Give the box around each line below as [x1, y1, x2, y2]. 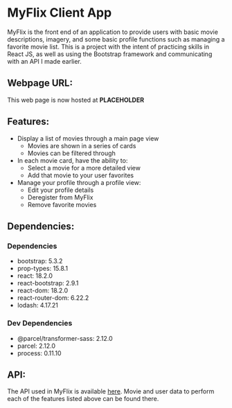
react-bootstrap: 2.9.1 [17, 279, 79, 287]
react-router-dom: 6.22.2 [17, 294, 89, 302]
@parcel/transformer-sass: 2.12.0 [17, 334, 113, 342]
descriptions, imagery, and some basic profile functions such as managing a [7, 35, 225, 43]
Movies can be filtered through [27, 149, 116, 157]
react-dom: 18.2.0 [17, 286, 69, 295]
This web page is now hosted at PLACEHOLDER [7, 96, 144, 104]
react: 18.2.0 [17, 272, 53, 280]
